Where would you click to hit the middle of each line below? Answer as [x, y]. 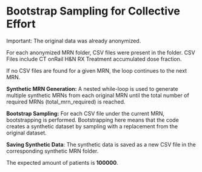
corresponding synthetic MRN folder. [52, 151]
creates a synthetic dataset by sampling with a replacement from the [92, 126]
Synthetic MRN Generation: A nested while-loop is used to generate [92, 88]
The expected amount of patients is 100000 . [62, 162]
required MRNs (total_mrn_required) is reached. [66, 102]
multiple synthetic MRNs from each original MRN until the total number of [98, 95]
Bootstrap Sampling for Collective [93, 11]
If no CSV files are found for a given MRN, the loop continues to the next [96, 70]
